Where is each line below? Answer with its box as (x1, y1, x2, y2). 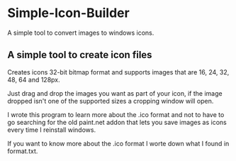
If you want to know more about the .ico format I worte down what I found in (7, 139, 230, 148)
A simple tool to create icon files (7, 49, 152, 61)
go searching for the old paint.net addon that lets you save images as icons (7, 118, 227, 126)
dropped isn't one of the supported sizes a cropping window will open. (7, 96, 214, 105)
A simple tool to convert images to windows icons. (7, 28, 154, 37)
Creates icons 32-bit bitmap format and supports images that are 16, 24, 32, (7, 67, 230, 76)
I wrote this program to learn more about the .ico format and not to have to (7, 110, 225, 118)
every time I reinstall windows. (7, 126, 96, 134)
